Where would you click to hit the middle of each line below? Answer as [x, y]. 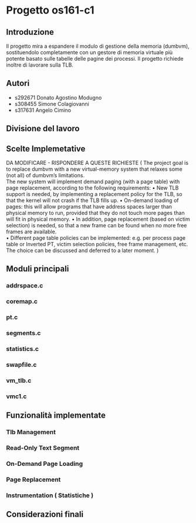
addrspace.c [25, 286]
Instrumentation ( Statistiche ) [50, 495]
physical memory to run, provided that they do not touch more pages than [95, 213]
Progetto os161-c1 [50, 10]
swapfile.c [21, 365]
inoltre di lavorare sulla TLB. [40, 65]
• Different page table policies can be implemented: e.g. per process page [96, 238]
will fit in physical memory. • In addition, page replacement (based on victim [98, 219]
